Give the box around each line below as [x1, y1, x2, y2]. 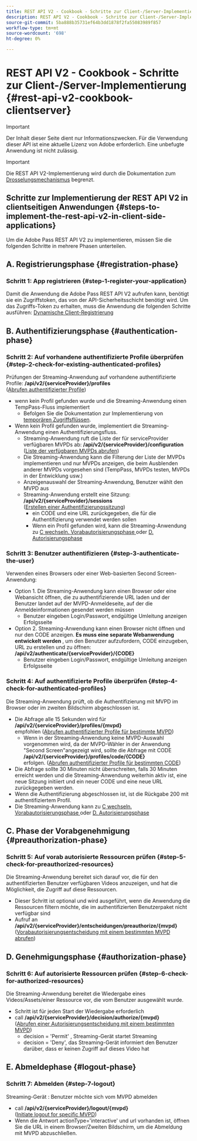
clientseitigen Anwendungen [6, 202, 114, 212]
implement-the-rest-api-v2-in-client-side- [6, 211, 166, 221]
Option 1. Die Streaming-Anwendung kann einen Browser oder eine [14, 588, 177, 595]
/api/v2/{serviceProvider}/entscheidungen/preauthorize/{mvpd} [14, 923, 178, 930]
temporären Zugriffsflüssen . [23, 416, 91, 423]
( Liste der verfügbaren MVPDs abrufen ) [23, 447, 120, 455]
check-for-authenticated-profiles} [6, 685, 107, 693]
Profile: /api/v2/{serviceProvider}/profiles [6, 380, 111, 387]
